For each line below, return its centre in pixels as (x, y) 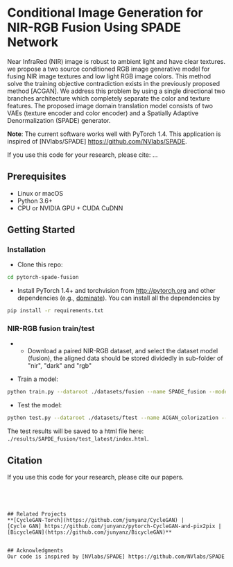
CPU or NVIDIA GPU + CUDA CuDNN (70, 208)
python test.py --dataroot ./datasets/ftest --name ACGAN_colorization (113, 418)
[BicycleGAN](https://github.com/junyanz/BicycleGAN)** (89, 532)
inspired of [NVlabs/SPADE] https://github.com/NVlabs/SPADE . (97, 141)
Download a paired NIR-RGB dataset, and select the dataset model (123, 351)
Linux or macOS (40, 193)
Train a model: (38, 379)
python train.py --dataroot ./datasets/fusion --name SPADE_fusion (107, 392)
